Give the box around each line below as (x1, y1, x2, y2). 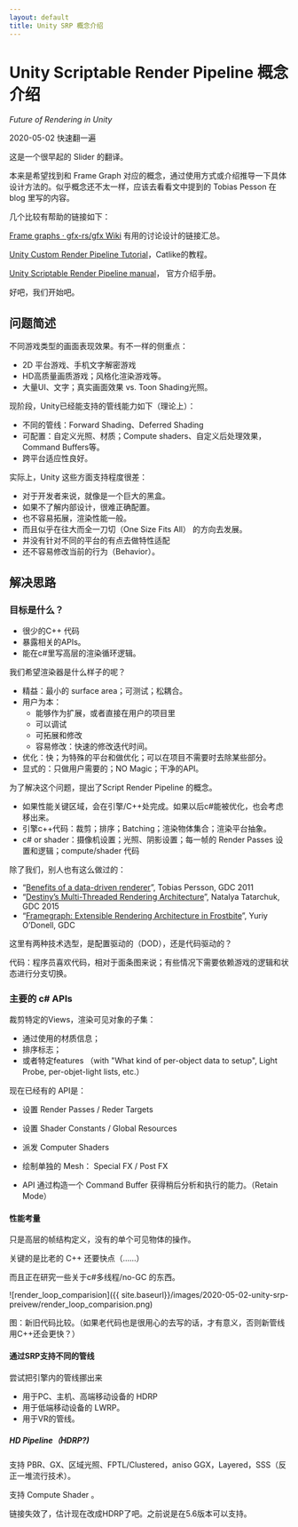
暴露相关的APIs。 (21, 636, 86, 647)
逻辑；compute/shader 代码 (37, 845, 140, 855)
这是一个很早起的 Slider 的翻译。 (9, 152, 129, 163)
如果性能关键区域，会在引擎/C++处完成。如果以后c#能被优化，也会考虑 (21, 800, 284, 811)
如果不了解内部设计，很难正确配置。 (21, 502, 155, 513)
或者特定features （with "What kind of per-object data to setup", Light (21, 1055, 278, 1066)
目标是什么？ (9, 603, 65, 616)
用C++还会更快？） (9, 1329, 80, 1340)
